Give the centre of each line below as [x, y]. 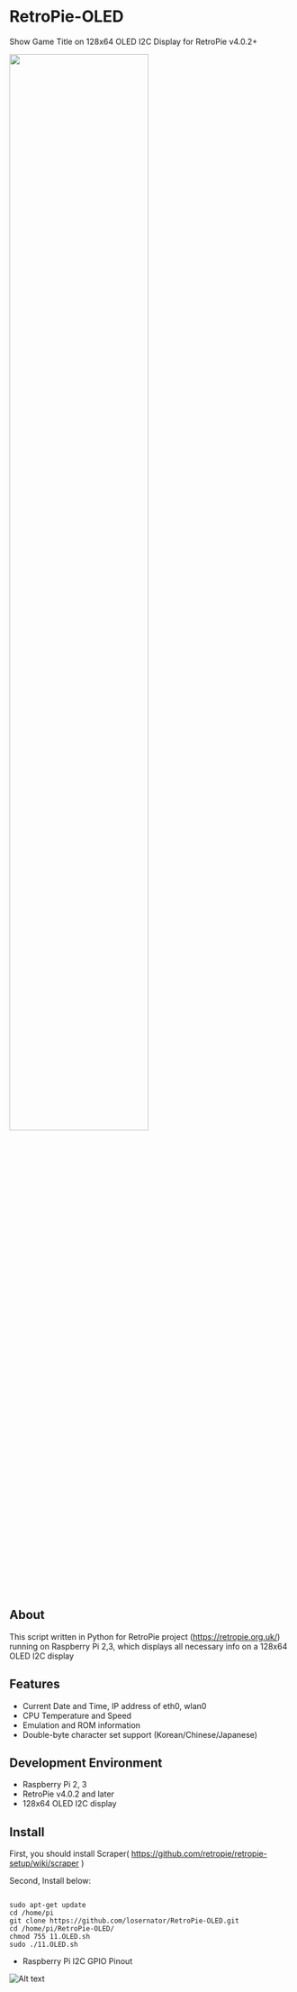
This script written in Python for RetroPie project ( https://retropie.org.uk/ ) [145, 1636]
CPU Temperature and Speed [77, 1715]
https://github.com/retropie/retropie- [199, 1854]
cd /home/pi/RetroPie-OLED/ [62, 1929]
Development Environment [86, 1763]
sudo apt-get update [48, 1906]
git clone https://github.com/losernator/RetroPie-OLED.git [125, 1921]
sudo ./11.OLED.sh [44, 1945]
